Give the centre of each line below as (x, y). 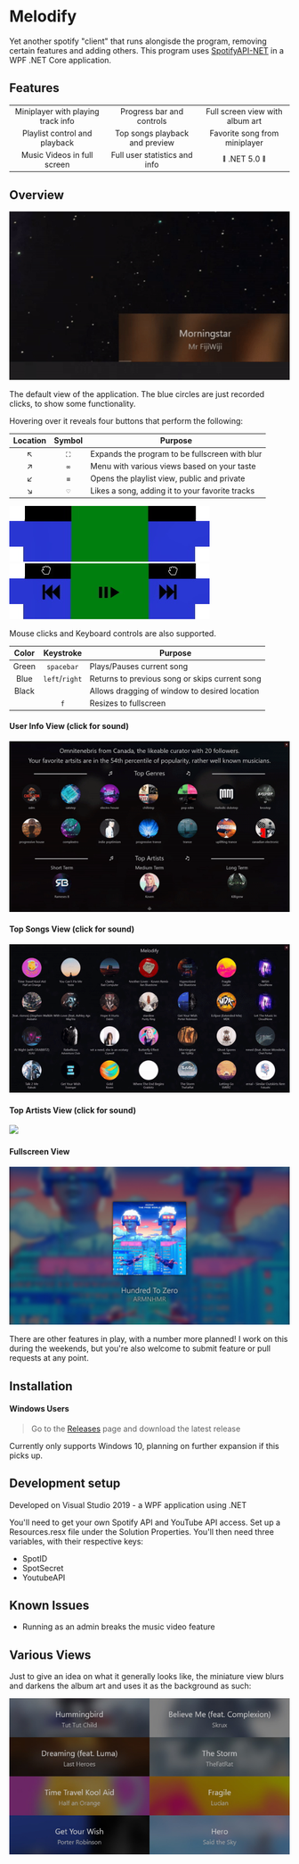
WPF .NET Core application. (61, 60)
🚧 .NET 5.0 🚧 (244, 159)
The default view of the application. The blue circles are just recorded (137, 394)
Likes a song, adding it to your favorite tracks (173, 491)
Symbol (68, 441)
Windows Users (39, 1409)
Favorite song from (244, 133)
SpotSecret (43, 1568)
